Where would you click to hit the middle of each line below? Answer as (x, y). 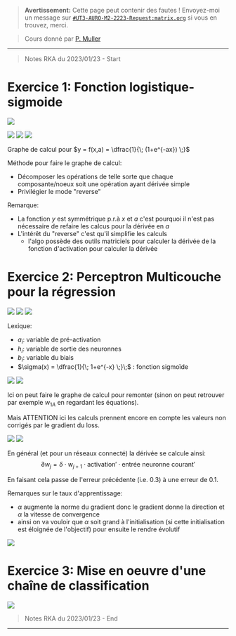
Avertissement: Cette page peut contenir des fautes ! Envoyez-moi (122, 10)
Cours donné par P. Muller (63, 39)
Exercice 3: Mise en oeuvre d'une (107, 571)
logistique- (162, 87)
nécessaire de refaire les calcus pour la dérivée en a (93, 226)
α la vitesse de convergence (59, 514)
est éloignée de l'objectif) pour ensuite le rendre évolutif (99, 529)
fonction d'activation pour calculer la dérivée (93, 248)
